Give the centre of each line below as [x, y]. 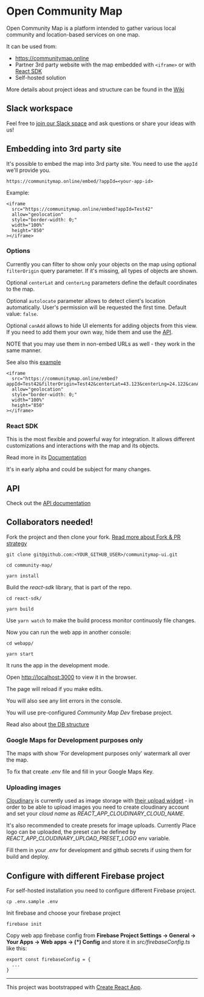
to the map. [21, 289]
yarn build [20, 609]
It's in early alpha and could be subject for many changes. [79, 469]
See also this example [34, 362]
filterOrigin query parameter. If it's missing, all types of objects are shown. [102, 271]
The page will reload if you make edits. [55, 689]
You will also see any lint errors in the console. [64, 701]
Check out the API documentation [49, 503]
